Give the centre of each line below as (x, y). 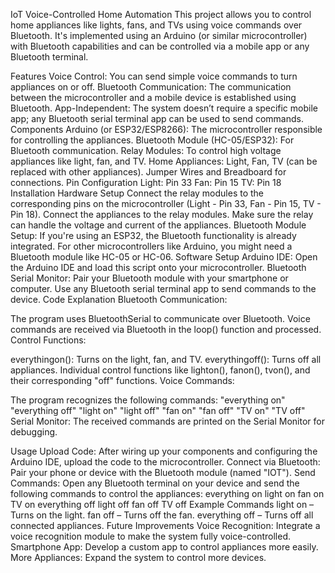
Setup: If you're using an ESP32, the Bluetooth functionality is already (153, 235)
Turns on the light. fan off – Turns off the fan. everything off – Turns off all (162, 515)
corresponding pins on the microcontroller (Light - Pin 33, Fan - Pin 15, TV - (166, 203)
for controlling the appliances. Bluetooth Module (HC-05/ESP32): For (152, 140)
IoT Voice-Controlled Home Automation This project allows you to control (161, 14)
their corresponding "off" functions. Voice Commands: (122, 380)
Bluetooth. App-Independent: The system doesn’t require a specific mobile (164, 108)
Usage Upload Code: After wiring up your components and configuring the (164, 451)
